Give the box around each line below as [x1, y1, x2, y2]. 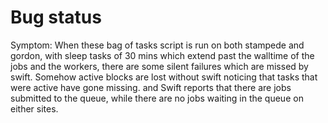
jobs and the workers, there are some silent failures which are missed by [10, 60, 309, 72]
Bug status [10, 6, 102, 29]
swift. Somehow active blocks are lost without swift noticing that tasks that [10, 71, 318, 83]
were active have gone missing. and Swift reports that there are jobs [10, 81, 292, 93]
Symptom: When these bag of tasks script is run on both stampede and [10, 39, 305, 51]
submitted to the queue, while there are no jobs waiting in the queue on [10, 92, 304, 104]
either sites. [10, 102, 59, 115]
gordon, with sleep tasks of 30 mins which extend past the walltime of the [10, 49, 315, 61]
